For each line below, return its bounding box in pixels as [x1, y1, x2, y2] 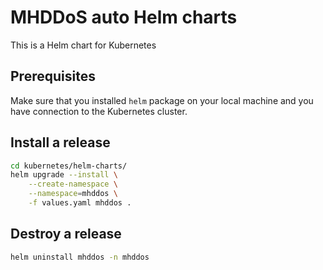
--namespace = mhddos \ [28, 189, 118, 199]
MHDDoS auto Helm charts [10, 6, 238, 29]
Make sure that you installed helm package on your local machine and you [10, 94, 314, 106]
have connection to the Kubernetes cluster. [10, 105, 188, 117]
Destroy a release [10, 226, 122, 243]
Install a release [10, 134, 111, 151]
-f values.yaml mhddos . [28, 198, 132, 208]
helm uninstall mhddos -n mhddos [10, 252, 150, 262]
